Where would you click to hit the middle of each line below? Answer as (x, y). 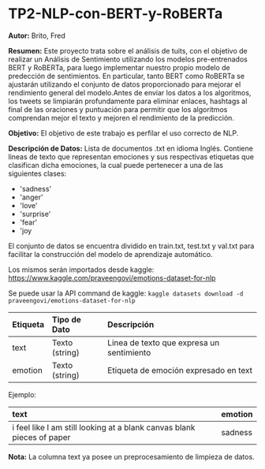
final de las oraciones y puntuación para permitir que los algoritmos (118, 109)
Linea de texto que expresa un (164, 342)
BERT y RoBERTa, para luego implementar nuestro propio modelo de (119, 67)
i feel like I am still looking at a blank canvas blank (104, 427)
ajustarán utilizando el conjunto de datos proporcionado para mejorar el (125, 84)
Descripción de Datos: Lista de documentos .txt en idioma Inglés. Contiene (131, 148)
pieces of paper (41, 437)
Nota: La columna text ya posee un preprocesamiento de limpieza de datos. (131, 456)
